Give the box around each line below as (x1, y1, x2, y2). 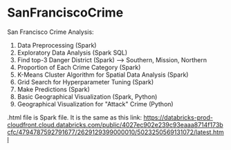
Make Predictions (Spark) (17, 85, 90, 93)
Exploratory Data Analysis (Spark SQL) (17, 48, 128, 57)
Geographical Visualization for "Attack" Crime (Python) (17, 100, 174, 108)
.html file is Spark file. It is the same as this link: (7, 113, 142, 122)
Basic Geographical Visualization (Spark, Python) (17, 92, 158, 101)
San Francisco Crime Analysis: (7, 28, 95, 36)
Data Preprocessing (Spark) (17, 41, 97, 49)
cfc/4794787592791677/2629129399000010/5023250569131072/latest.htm (7, 128, 225, 136)
